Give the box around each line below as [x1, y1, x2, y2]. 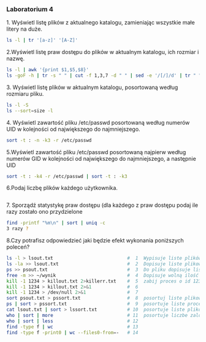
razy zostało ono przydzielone [6, 208, 83, 216]
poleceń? [6, 243, 30, 251]
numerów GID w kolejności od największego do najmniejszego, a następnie [6, 155, 196, 162]
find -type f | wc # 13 [6, 324, 139, 330]
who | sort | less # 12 [6, 318, 139, 324]
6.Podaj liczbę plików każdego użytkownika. [6, 184, 118, 192]
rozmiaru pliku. [6, 90, 44, 97]
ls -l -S [6, 102, 29, 108]
